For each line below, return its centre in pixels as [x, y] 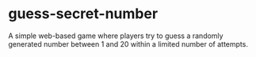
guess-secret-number [83, 14]
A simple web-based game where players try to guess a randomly [116, 36]
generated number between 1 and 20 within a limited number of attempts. [128, 44]
